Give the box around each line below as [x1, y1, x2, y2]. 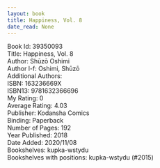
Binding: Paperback [7, 116, 64, 125]
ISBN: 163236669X [7, 79, 62, 88]
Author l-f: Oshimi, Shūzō [7, 64, 80, 73]
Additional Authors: [7, 72, 63, 80]
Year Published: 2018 [7, 131, 68, 139]
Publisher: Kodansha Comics [7, 109, 90, 117]
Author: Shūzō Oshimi [7, 57, 70, 66]
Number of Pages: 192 [7, 123, 72, 132]
